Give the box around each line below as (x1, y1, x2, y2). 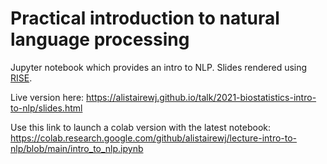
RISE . (10, 72, 33, 84)
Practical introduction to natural (10, 7, 280, 30)
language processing (10, 28, 190, 51)
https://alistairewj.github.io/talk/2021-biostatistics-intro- (86, 91, 317, 103)
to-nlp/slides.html (10, 102, 83, 114)
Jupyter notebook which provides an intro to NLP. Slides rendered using (10, 61, 308, 73)
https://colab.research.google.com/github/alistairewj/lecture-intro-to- (10, 132, 298, 144)
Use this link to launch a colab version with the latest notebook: (10, 121, 272, 133)
